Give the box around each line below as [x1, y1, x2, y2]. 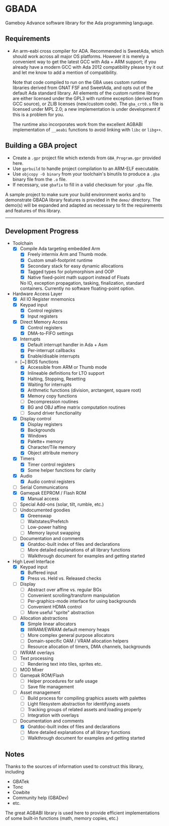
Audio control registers [27, 479, 75, 485]
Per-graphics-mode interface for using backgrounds [27, 598, 137, 604]
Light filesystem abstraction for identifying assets [27, 701, 130, 707]
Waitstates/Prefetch [27, 518, 69, 525]
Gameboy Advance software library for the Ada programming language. [5, 20, 154, 26]
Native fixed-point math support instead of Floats [27, 274, 130, 280]
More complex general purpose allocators [27, 632, 115, 638]
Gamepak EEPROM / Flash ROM [20, 490, 87, 496]
